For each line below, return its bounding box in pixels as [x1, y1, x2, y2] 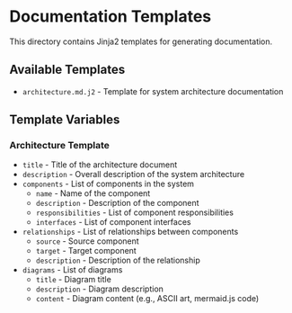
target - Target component [35, 246, 137, 256]
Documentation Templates [9, 6, 212, 27]
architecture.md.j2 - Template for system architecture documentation [22, 85, 284, 96]
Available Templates [9, 62, 126, 77]
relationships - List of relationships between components [22, 227, 239, 237]
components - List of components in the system [22, 178, 195, 190]
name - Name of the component [35, 188, 151, 199]
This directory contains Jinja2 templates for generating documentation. [9, 36, 273, 47]
